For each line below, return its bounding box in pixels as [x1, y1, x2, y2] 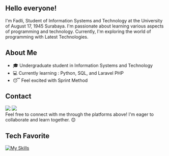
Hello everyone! [5, 4, 57, 13]
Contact [5, 92, 32, 101]
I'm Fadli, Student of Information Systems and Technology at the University [5, 17, 163, 23]
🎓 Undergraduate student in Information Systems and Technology [12, 62, 153, 68]
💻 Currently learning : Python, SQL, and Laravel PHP [12, 70, 124, 76]
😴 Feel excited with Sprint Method [12, 77, 88, 83]
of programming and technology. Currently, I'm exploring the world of [5, 28, 151, 35]
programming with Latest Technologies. [5, 34, 89, 40]
